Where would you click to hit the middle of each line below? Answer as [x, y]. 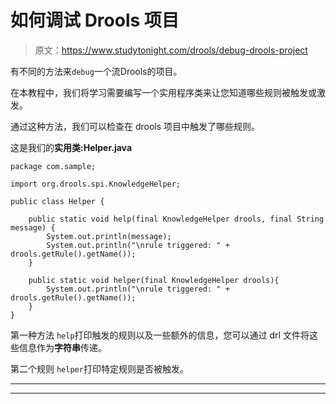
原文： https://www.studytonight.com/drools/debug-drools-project [171, 50]
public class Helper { [57, 201]
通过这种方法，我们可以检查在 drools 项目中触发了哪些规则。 [135, 126]
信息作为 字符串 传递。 [62, 347]
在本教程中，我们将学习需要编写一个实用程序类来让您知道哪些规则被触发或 [163, 92]
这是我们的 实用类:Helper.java [71, 147]
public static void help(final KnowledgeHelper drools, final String [176, 219]
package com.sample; [53, 166]
